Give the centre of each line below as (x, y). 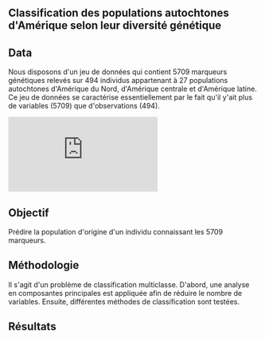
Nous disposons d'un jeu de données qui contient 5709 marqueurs (118, 72)
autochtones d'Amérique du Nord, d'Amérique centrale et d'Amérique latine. (132, 89)
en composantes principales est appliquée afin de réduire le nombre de (125, 293)
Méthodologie (44, 265)
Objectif (29, 213)
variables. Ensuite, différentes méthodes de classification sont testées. (124, 302)
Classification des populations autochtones (119, 13)
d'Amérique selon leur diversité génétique (115, 26)
